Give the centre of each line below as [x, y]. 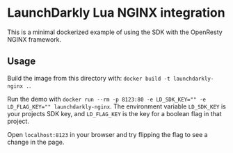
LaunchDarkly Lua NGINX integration [116, 13]
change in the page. [36, 142]
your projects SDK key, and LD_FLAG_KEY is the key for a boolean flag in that [114, 113]
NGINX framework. [34, 39]
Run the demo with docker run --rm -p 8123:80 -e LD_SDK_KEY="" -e [107, 99]
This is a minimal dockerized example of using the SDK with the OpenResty [115, 32]
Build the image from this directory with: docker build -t [89, 78]
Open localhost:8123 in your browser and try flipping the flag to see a [107, 134]
